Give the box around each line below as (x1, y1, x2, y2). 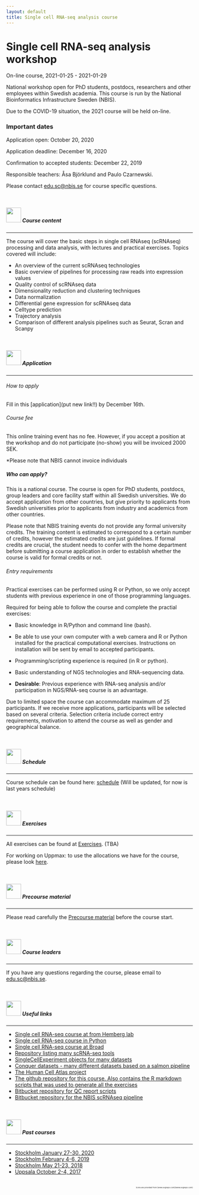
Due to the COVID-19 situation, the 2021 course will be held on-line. (6, 108, 171, 115)
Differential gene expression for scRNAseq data (14, 300, 131, 307)
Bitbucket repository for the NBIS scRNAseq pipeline (14, 1094, 143, 1101)
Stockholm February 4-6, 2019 (14, 1156, 90, 1163)
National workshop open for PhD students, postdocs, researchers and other (6, 84, 191, 91)
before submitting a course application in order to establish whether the (6, 548, 181, 555)
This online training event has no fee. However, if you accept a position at (6, 433, 185, 440)
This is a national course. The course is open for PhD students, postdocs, (6, 486, 185, 493)
